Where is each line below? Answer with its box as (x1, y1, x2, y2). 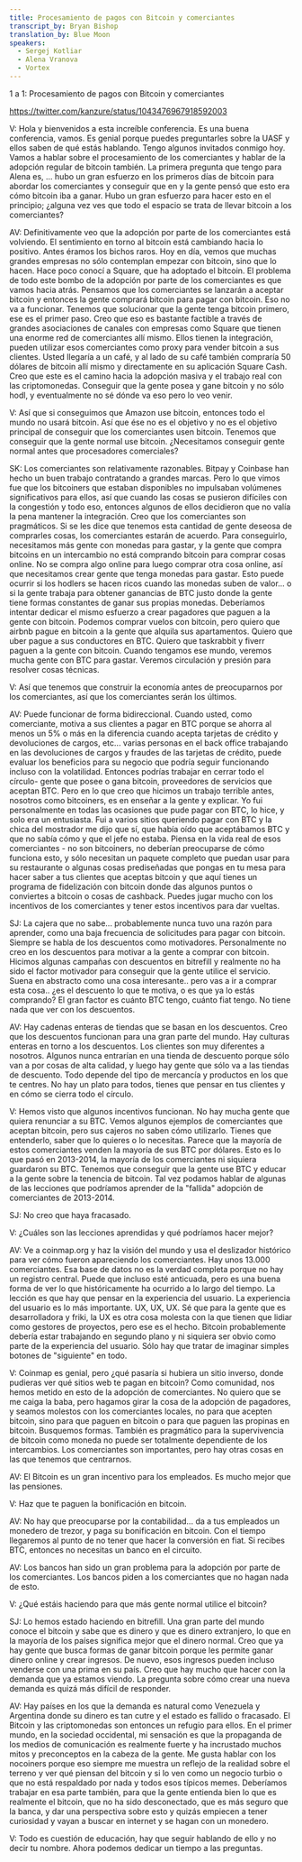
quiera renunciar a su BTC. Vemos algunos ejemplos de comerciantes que (9, 1115, 283, 1126)
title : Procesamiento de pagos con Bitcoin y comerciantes (9, 13, 235, 23)
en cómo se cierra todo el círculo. (9, 1088, 134, 1099)
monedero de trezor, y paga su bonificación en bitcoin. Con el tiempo (9, 1525, 266, 1536)
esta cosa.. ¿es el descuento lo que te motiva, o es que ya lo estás (9, 985, 255, 995)
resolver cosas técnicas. (9, 664, 101, 674)
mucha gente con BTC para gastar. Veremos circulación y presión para (9, 655, 271, 665)
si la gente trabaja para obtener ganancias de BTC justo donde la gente (9, 587, 272, 598)
